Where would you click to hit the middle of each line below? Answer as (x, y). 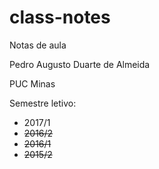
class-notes (60, 17)
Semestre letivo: (43, 103)
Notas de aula (38, 45)
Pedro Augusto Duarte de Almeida (80, 64)
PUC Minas (32, 83)
